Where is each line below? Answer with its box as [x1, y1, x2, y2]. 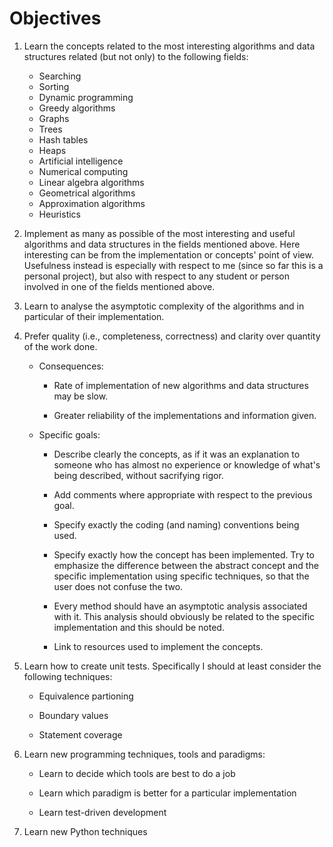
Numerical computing [38, 165, 129, 177]
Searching [38, 70, 82, 82]
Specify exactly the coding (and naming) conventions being [53, 518, 300, 531]
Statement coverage [38, 728, 123, 741]
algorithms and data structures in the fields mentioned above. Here [23, 238, 301, 250]
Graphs [38, 112, 70, 124]
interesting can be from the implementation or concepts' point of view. [23, 248, 314, 261]
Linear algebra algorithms [38, 176, 145, 188]
